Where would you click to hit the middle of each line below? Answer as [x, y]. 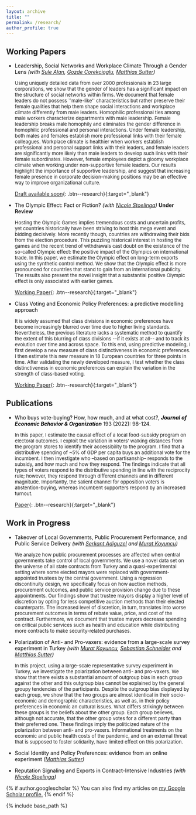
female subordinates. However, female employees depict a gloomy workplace [102, 159]
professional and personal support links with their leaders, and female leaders [102, 148]
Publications [30, 403]
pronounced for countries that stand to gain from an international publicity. [98, 270]
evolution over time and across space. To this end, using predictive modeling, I [102, 345]
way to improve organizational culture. [57, 183]
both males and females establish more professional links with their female [98, 136]
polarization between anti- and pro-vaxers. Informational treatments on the [98, 730]
